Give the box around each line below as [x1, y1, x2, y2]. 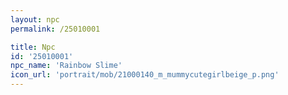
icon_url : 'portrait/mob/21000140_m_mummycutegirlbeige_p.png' [10, 70, 280, 80]
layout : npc [10, 14, 60, 25]
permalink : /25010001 [10, 24, 101, 34]
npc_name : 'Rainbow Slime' [10, 61, 123, 71]
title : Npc [10, 42, 56, 52]
